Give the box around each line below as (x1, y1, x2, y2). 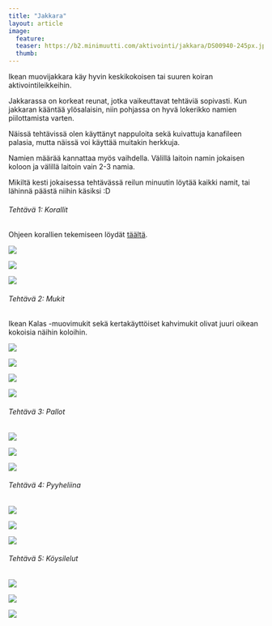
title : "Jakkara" (8, 11, 67, 20)
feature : (15, 34, 45, 43)
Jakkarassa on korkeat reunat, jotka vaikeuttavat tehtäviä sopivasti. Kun (8, 96, 248, 105)
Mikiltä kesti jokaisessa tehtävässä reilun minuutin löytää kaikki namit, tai (8, 177, 251, 187)
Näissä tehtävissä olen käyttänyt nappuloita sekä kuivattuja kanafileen (8, 129, 242, 138)
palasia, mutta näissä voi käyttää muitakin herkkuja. (8, 138, 181, 147)
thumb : (15, 49, 38, 57)
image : (8, 27, 31, 35)
